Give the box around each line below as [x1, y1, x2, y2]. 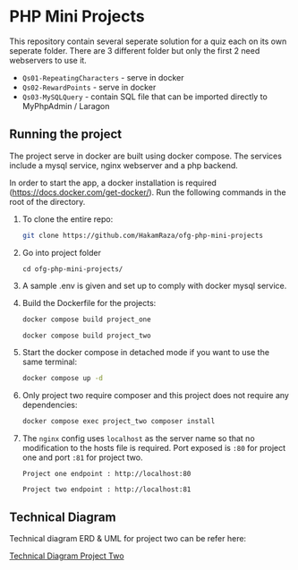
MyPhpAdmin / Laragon [21, 100, 110, 111]
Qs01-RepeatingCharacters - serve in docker [21, 72, 185, 82]
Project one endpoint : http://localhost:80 [21, 470, 192, 479]
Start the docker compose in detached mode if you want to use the [21, 347, 270, 358]
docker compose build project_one [21, 315, 151, 324]
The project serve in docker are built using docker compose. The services [9, 150, 282, 161]
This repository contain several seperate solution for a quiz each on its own [9, 36, 287, 47]
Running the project [9, 127, 123, 142]
